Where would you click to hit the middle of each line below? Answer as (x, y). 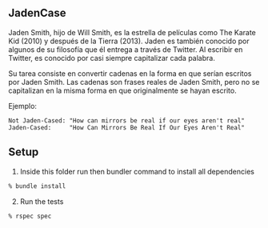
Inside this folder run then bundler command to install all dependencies (137, 171)
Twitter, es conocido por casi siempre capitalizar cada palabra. (112, 58)
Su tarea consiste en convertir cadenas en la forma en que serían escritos (130, 73)
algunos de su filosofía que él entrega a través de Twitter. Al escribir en (126, 49)
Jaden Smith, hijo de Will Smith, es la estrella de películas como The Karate (132, 32)
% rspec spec (30, 216)
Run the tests (42, 201)
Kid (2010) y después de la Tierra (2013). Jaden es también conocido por (129, 41)
